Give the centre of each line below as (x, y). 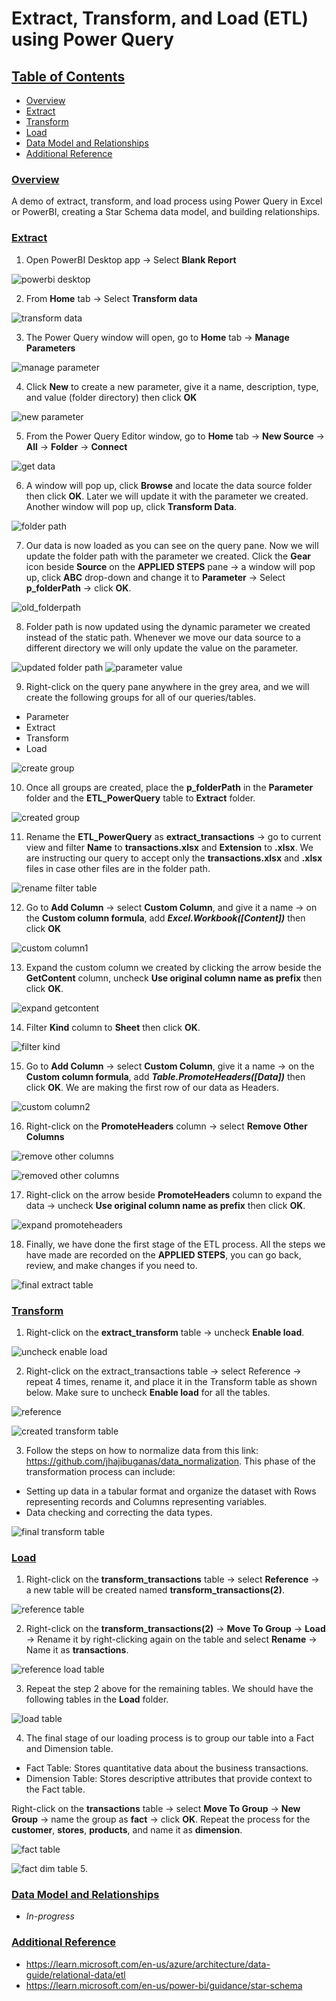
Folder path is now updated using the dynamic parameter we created (168, 626)
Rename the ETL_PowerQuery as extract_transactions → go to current (173, 836)
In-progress (50, 1916)
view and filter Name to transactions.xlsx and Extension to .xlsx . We (169, 847)
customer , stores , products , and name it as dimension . (127, 1830)
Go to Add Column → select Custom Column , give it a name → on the (170, 1066)
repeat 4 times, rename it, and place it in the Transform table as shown (171, 1381)
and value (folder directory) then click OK (111, 397)
